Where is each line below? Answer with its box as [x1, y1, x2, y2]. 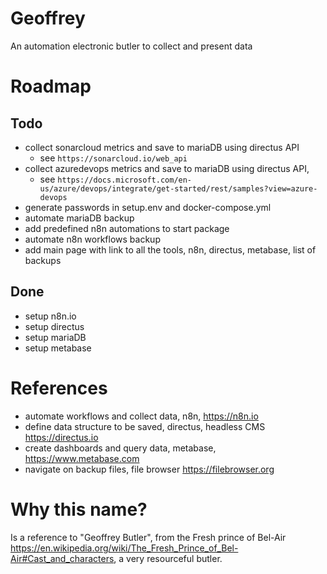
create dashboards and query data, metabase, [24, 442, 217, 454]
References [10, 377, 108, 399]
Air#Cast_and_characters [10, 552, 115, 564]
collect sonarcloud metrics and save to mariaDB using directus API [24, 141, 300, 153]
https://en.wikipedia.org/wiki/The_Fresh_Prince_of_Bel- [10, 542, 239, 554]
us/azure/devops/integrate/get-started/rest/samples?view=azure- [39, 183, 318, 194]
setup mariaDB [24, 331, 87, 343]
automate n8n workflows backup [24, 233, 161, 245]
